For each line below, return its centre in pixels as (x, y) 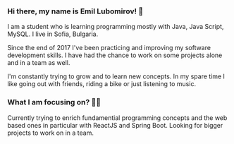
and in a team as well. (39, 63)
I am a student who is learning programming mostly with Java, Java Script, (116, 27)
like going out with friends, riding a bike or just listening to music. (101, 84)
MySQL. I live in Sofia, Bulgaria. (53, 34)
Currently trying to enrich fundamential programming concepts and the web (117, 118)
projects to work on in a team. (50, 133)
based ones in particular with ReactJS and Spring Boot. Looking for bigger (115, 125)
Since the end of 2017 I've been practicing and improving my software (109, 48)
